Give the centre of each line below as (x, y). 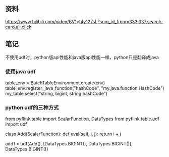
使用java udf (21, 71)
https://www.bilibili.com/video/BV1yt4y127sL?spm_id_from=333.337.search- (84, 21)
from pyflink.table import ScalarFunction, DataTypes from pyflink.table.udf (82, 119)
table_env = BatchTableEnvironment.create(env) (55, 83)
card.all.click (18, 27)
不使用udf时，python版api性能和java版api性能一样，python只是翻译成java (82, 57)
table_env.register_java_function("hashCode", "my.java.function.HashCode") (85, 88)
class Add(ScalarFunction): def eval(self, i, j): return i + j (63, 134)
